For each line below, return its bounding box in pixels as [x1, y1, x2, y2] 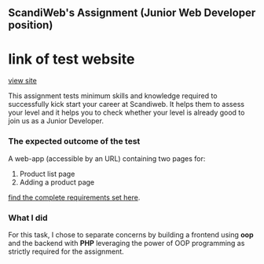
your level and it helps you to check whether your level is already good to [8, 108, 245, 117]
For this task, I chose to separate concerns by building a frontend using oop [8, 229, 254, 239]
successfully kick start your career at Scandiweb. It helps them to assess [8, 100, 245, 109]
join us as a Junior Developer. [8, 116, 104, 126]
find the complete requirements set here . [8, 192, 141, 202]
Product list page [19, 169, 75, 178]
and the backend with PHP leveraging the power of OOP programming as [8, 238, 245, 247]
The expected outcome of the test [8, 136, 141, 147]
